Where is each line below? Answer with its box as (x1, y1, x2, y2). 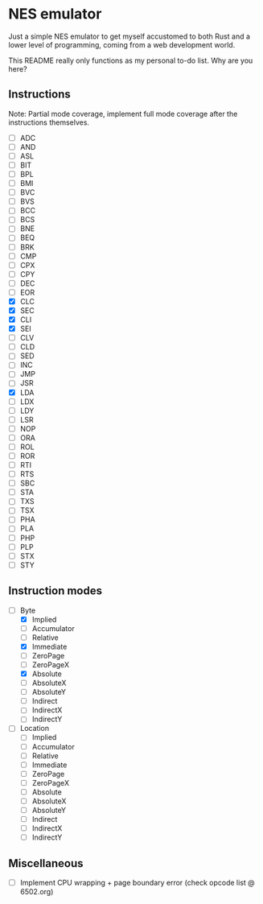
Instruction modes (8, 584, 103, 598)
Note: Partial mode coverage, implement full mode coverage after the (8, 109, 238, 118)
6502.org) (19, 887, 54, 897)
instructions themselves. (8, 118, 90, 127)
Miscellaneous (8, 857, 84, 870)
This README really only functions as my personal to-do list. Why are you (8, 56, 253, 65)
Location (19, 724, 50, 733)
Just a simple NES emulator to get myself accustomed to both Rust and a (8, 31, 251, 41)
